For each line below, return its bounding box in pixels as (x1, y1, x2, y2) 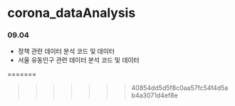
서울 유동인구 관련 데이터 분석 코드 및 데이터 (17, 56, 140, 64)
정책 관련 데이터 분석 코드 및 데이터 (17, 47, 115, 56)
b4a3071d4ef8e (131, 91, 178, 100)
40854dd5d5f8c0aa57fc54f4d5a (131, 83, 229, 93)
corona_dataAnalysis (7, 5, 136, 21)
